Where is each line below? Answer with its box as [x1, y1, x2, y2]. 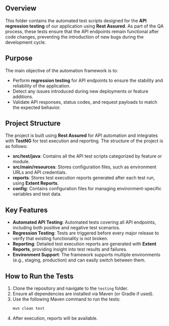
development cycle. [5, 39, 47, 45]
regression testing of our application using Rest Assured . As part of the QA [5, 23, 164, 29]
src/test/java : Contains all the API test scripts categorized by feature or [12, 153, 162, 159]
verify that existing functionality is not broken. [12, 235, 109, 242]
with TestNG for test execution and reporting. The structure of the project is [5, 138, 163, 144]
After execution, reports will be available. [12, 315, 98, 321]
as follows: [5, 143, 28, 150]
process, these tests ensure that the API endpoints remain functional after [5, 28, 159, 35]
